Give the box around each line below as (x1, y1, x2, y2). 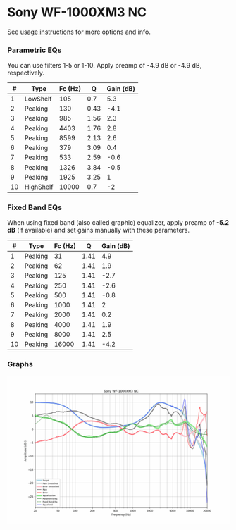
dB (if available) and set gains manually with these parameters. (7, 226, 190, 235)
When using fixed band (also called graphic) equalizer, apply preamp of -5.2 (7, 218, 230, 227)
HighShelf (24, 183, 54, 191)
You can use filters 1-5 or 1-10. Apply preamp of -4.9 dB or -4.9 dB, (7, 61, 202, 70)
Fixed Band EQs (7, 202, 62, 212)
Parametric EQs (7, 45, 62, 55)
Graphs (7, 359, 33, 369)
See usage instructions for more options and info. (7, 27, 151, 36)
